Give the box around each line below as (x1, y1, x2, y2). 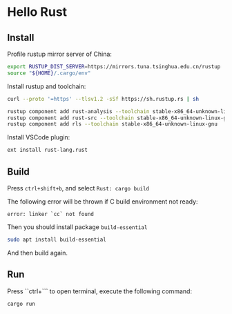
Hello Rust (7, 4, 68, 20)
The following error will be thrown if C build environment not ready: (7, 197, 198, 206)
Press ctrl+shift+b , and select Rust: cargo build (7, 184, 150, 192)
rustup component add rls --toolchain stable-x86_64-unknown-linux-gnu (7, 121, 217, 128)
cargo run (7, 300, 36, 307)
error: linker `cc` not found (7, 210, 95, 217)
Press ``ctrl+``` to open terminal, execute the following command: (7, 287, 192, 295)
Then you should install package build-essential (7, 222, 148, 231)
